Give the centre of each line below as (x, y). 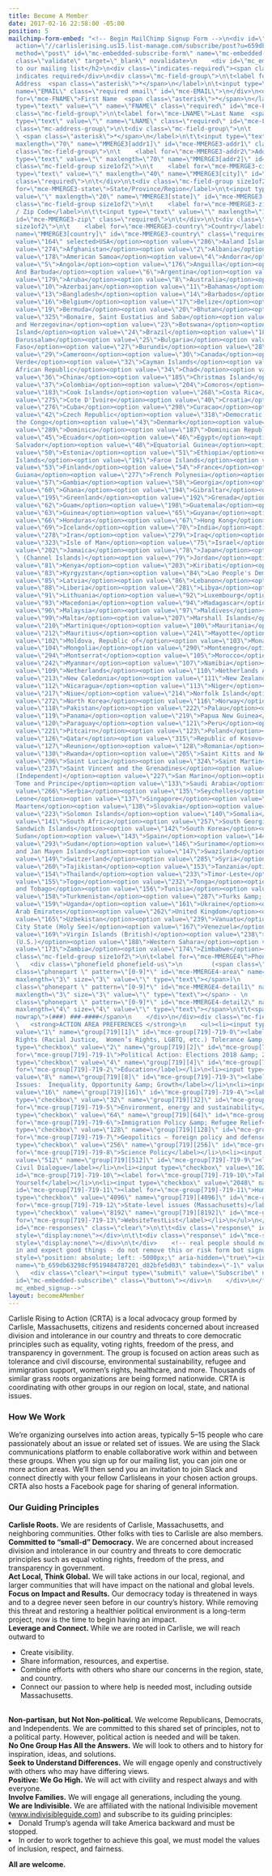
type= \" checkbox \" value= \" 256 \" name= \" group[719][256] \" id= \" (128, 1145)
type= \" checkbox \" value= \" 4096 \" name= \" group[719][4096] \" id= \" (132, 1198)
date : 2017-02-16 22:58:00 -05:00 (67, 23)
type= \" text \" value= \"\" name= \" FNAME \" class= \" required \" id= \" (132, 106)
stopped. (23, 1831)
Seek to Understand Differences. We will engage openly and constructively (135, 1763)
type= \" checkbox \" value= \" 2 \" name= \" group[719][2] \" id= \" (121, 1047)
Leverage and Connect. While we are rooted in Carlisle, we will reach (124, 1627)
